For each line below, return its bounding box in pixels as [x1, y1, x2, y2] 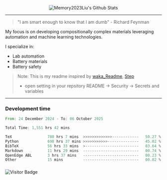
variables [24, 88, 44, 94]
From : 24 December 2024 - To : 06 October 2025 [5, 117, 103, 121]
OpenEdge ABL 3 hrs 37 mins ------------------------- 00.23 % [5, 153, 162, 158]
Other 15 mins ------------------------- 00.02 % [5, 157, 162, 163]
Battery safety [12, 64, 42, 69]
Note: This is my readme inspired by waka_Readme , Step [17, 73, 134, 79]
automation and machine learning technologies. [5, 34, 103, 40]
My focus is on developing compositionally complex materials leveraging [5, 29, 154, 34]
